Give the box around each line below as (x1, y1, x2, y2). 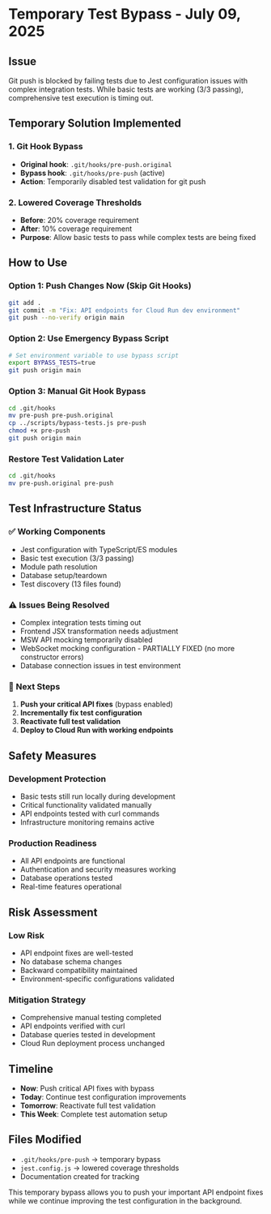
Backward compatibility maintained (19, 965, 138, 975)
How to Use (8, 256, 68, 270)
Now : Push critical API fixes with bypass (19, 1083, 155, 1093)
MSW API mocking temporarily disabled (19, 634, 153, 645)
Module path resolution (19, 561, 98, 572)
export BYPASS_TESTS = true (8, 358, 95, 367)
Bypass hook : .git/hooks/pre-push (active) (19, 168, 166, 178)
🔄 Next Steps (8, 680, 61, 692)
